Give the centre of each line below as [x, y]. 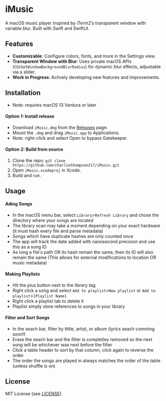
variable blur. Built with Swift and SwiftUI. [47, 28]
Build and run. [27, 175]
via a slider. [24, 72]
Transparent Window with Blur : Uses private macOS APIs [72, 61]
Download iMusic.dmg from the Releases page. [60, 127]
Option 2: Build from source [34, 149]
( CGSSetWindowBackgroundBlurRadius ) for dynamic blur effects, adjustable [86, 66]
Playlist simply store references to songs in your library [69, 306]
